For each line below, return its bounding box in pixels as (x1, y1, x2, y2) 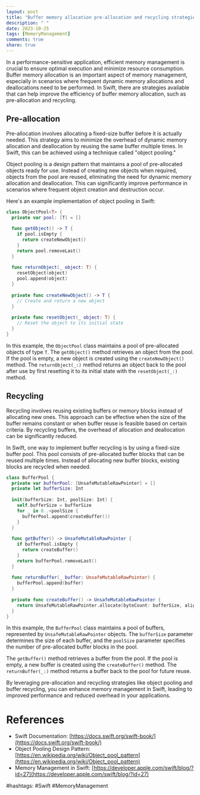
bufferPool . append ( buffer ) (17, 580, 84, 586)
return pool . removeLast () (17, 247, 82, 254)
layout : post (6, 8, 39, 15)
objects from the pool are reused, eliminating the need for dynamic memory (6, 173, 192, 180)
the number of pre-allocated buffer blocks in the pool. (6, 643, 138, 650)
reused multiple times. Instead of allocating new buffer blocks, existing (6, 457, 180, 464)
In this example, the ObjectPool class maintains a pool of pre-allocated (6, 342, 179, 349)
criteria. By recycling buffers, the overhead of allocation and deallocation (6, 426, 185, 433)
